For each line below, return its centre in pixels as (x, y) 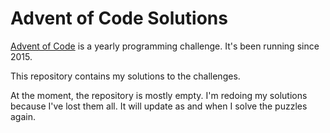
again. (23, 116)
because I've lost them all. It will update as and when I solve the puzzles (159, 106)
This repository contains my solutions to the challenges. (125, 76)
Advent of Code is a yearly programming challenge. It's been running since (165, 46)
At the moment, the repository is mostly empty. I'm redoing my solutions (159, 95)
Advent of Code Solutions (119, 18)
